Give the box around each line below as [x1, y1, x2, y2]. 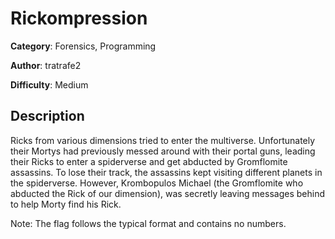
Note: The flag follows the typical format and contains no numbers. [10, 217, 287, 229]
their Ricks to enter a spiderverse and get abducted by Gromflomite [10, 155, 288, 167]
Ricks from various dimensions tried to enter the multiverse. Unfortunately [10, 134, 316, 146]
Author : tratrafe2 [10, 59, 82, 71]
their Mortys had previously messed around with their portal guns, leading [10, 145, 316, 157]
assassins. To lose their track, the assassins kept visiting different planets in [10, 166, 323, 178]
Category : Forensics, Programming [10, 40, 157, 52]
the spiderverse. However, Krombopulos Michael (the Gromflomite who [10, 177, 304, 189]
